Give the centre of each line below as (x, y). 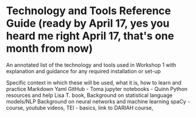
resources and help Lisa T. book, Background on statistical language (89, 95)
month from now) (50, 49)
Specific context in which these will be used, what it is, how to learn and (94, 82)
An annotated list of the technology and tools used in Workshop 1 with (91, 65)
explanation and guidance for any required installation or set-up (84, 71)
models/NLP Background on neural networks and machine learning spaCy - (98, 101)
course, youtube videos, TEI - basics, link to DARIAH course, (80, 108)
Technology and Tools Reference (89, 11)
